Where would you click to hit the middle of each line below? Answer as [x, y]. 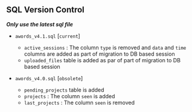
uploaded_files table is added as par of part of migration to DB [102, 60]
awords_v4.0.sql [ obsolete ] [49, 78]
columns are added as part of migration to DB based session [99, 54]
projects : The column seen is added [69, 96]
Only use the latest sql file [40, 24]
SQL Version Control [45, 10]
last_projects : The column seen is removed [79, 102]
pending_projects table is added [64, 90]
